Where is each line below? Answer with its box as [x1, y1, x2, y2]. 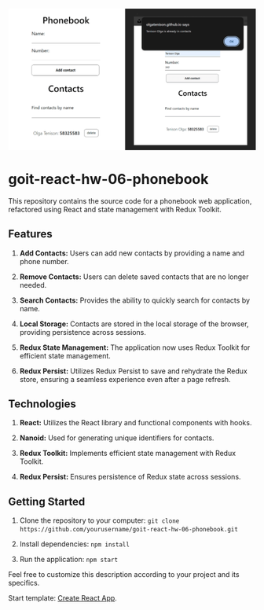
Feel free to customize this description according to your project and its [8, 570, 240, 579]
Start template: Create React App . [8, 593, 118, 603]
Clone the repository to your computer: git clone [19, 516, 180, 525]
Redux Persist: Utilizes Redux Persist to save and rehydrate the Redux [19, 366, 247, 376]
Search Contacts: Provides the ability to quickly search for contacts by [19, 296, 250, 305]
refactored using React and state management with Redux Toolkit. [8, 204, 222, 214]
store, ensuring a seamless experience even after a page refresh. [19, 374, 231, 384]
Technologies [8, 398, 77, 411]
